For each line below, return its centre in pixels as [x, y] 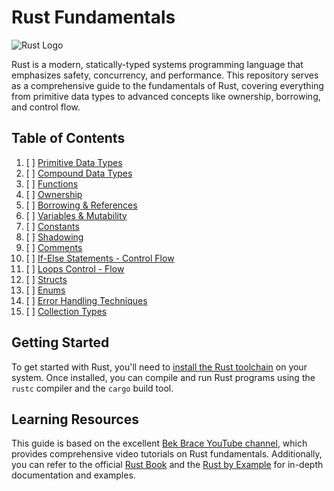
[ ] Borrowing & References [81, 205]
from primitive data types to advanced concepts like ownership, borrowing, [166, 96]
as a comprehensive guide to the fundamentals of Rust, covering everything [167, 85]
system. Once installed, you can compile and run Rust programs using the [163, 377]
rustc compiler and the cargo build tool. [92, 388]
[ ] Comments [54, 247]
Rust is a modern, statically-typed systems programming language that [157, 64]
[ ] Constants [52, 226]
